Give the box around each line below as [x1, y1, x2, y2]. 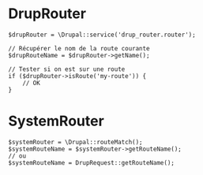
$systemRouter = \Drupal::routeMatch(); [8, 138, 144, 146]
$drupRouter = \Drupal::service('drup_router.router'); [8, 31, 196, 39]
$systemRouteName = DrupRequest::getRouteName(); [8, 158, 175, 166]
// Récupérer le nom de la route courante [8, 44, 150, 52]
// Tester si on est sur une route [8, 65, 126, 73]
